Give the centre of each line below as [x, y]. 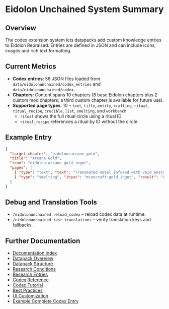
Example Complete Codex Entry [46, 301]
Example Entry [28, 137]
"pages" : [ [21, 168]
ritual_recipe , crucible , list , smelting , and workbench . [70, 111]
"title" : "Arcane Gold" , [36, 158]
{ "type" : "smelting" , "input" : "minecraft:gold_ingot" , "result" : [86, 177]
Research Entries [30, 274]
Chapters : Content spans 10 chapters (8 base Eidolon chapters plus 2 [85, 95]
